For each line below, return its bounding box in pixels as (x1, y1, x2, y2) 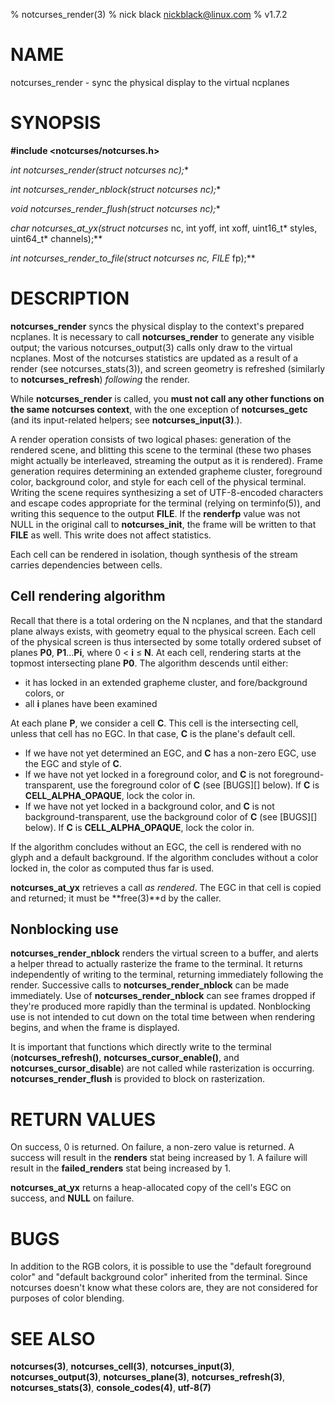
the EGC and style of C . (24, 757, 123, 769)
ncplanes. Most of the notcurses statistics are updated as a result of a (10, 352, 299, 364)
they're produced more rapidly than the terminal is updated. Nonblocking (10, 1000, 311, 1013)
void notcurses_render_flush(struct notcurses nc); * (10, 202, 221, 214)
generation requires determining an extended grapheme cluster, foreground (10, 465, 323, 477)
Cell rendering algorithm (10, 588, 166, 605)
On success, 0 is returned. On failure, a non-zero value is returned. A (10, 1141, 295, 1153)
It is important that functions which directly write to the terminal (10, 1041, 272, 1053)
